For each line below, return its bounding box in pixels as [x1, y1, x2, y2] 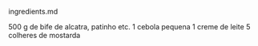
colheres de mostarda [8, 31, 81, 40]
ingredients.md [8, 7, 58, 16]
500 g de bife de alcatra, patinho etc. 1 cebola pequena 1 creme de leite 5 [8, 22, 251, 31]
